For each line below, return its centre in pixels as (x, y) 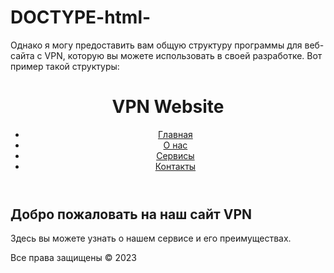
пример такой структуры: (65, 66)
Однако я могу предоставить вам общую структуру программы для (156, 45)
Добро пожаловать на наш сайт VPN (131, 214)
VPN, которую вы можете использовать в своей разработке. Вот (183, 55)
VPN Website (168, 107)
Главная (175, 134)
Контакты (175, 166)
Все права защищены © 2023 (73, 258)
